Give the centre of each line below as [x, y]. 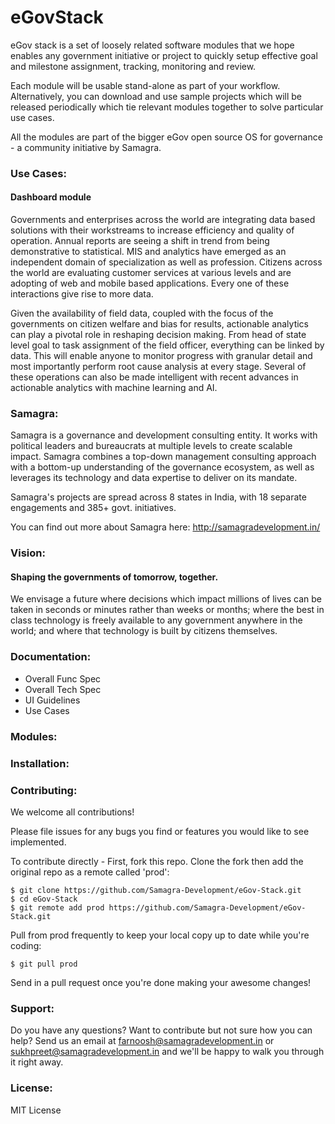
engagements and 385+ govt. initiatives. [93, 508]
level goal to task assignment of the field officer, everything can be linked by [167, 345]
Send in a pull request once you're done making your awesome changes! [161, 982]
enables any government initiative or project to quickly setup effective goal [164, 55]
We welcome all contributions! [72, 812]
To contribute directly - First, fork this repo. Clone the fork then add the [157, 861]
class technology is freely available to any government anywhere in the [156, 620]
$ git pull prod [44, 964]
